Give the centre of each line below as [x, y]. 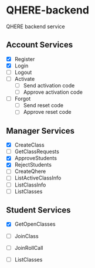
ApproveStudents [36, 158]
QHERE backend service [36, 26]
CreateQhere [30, 171]
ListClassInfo [30, 185]
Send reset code [43, 106]
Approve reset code [47, 112]
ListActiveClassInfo [38, 178]
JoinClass [27, 236]
